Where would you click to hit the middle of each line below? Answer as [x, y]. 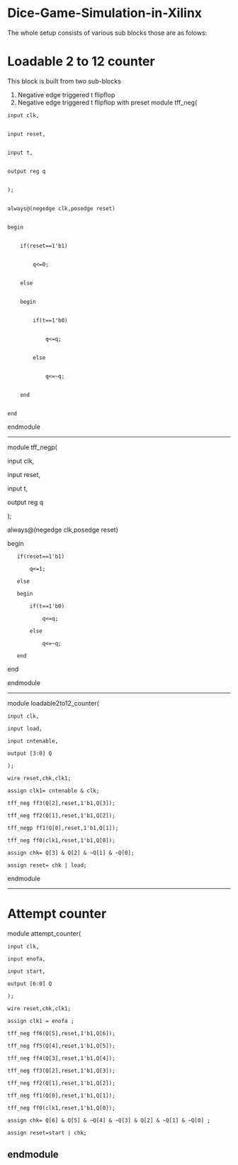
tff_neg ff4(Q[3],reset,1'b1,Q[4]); [61, 1058]
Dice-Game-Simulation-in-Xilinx [105, 13]
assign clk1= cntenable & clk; [53, 791]
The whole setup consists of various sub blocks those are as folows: [107, 33]
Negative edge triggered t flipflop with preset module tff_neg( [107, 102]
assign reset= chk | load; [47, 865]
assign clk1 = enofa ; [41, 1021]
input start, [27, 971]
